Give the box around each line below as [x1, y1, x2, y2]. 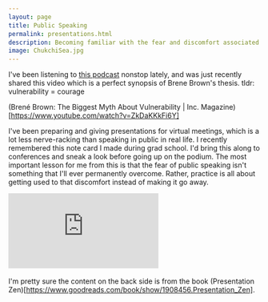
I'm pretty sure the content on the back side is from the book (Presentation [8, 276, 254, 286]
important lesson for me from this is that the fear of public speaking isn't [8, 160, 246, 170]
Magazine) [200, 103, 236, 112]
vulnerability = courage [8, 87, 86, 96]
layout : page [8, 13, 52, 21]
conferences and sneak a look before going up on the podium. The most [8, 152, 247, 162]
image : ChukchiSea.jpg [8, 46, 84, 55]
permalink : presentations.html [8, 30, 113, 38]
